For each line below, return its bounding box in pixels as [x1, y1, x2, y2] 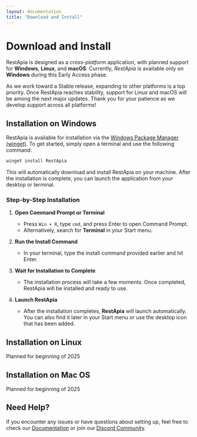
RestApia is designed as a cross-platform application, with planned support [6, 59, 189, 66]
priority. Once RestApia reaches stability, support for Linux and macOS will [6, 89, 187, 96]
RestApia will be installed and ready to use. [23, 285, 128, 292]
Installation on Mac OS [6, 370, 91, 380]
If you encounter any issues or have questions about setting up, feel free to [6, 418, 188, 425]
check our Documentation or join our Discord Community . [6, 424, 146, 431]
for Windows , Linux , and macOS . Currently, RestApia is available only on [6, 65, 184, 72]
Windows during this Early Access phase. [6, 71, 108, 78]
